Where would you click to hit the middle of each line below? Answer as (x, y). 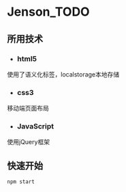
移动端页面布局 (28, 108)
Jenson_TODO (48, 12)
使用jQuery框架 (28, 142)
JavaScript (35, 126)
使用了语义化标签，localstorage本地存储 (63, 74)
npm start (21, 182)
